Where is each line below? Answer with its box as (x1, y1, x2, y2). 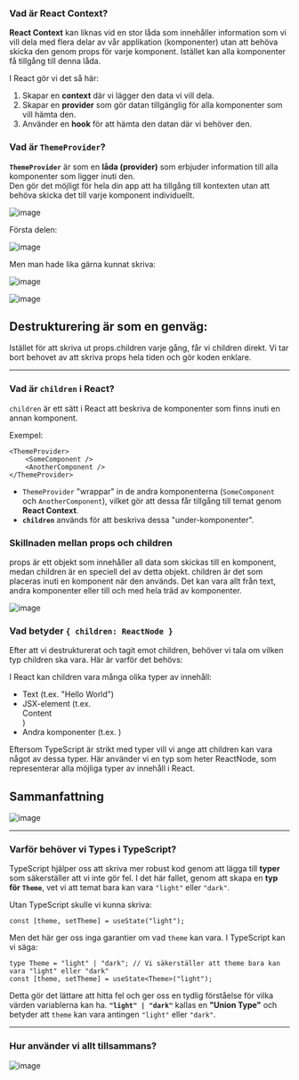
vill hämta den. (21, 110, 77, 120)
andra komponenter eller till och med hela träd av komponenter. (9, 585, 242, 595)
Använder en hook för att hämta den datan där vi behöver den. (21, 119, 252, 129)
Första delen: (9, 224, 58, 234)
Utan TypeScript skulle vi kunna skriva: (9, 899, 153, 911)
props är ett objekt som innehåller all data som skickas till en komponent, (9, 557, 277, 568)
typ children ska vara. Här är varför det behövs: (9, 654, 183, 666)
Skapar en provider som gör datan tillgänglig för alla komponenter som (21, 100, 283, 110)
